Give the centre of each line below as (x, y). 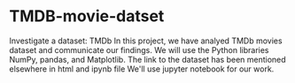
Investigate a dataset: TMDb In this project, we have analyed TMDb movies (146, 41)
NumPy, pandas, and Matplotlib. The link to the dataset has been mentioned (147, 59)
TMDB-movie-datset (87, 16)
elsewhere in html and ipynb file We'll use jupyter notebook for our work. (142, 69)
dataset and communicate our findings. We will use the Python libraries (139, 49)
